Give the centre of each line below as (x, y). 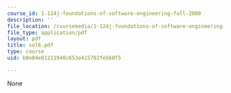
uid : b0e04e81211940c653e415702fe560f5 (64, 58)
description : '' (30, 20)
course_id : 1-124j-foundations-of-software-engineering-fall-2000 (104, 13)
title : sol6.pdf (30, 45)
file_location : (29, 26)
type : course (26, 52)
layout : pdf (24, 39)
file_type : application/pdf (47, 32)
